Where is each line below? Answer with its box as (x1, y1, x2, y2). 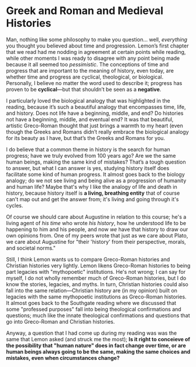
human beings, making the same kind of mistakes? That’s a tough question (6, 158, 186, 165)
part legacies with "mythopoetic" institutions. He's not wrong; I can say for (6, 268, 186, 275)
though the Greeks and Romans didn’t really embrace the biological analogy (6, 128, 189, 135)
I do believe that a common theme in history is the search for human (6, 145, 171, 153)
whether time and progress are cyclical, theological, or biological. (6, 73, 164, 80)
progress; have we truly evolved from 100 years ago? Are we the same (6, 152, 176, 159)
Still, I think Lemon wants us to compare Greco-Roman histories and (6, 256, 170, 263)
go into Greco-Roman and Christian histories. (6, 318, 115, 325)
